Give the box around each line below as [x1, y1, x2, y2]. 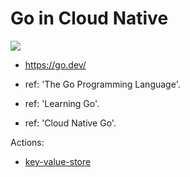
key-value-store [24, 155, 92, 167]
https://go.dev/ [24, 58, 87, 71]
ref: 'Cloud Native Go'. [24, 117, 117, 129]
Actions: [10, 136, 45, 148]
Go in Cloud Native [10, 7, 169, 30]
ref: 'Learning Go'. [24, 97, 100, 109]
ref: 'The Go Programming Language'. [24, 78, 181, 90]
